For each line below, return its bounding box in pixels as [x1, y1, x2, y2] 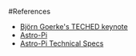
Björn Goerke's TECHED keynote [19, 22, 128, 31]
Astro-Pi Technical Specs [19, 39, 104, 48]
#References [8, 7, 50, 16]
